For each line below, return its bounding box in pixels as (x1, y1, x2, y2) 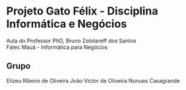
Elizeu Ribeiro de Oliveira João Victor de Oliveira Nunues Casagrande (6, 77, 181, 84)
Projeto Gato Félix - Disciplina (6, 4, 159, 18)
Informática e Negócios (6, 17, 128, 31)
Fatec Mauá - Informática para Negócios (6, 43, 108, 51)
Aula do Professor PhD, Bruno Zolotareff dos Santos (6, 37, 137, 44)
